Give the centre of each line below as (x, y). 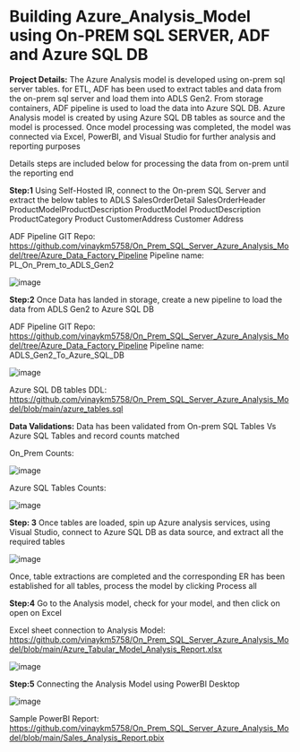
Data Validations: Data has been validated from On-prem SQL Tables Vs (143, 426)
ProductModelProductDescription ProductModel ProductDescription (135, 209)
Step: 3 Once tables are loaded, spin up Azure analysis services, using (140, 523)
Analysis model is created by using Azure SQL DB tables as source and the (147, 117)
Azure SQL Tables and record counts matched (94, 436)
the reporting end (42, 173)
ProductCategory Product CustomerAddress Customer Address (127, 219)
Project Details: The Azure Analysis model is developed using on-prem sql (147, 79)
